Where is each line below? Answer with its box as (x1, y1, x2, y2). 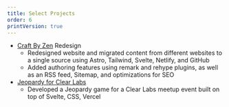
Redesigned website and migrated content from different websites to (27, 49, 222, 57)
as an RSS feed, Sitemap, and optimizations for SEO (27, 71, 175, 79)
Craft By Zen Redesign (17, 42, 81, 50)
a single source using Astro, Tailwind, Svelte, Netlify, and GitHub (27, 56, 210, 64)
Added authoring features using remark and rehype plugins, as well (27, 63, 219, 72)
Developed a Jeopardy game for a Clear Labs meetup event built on (27, 85, 220, 93)
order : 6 (7, 16, 32, 23)
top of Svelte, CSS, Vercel (27, 93, 101, 101)
